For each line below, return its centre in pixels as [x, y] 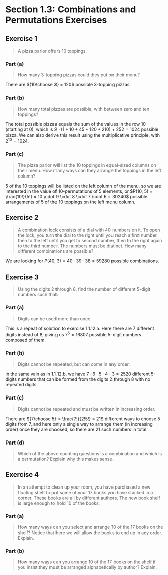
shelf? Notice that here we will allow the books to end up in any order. [90, 533]
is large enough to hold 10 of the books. [59, 503]
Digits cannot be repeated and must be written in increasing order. [87, 409]
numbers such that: [38, 295]
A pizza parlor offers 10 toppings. [52, 51]
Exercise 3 [22, 277]
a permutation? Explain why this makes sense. [66, 459]
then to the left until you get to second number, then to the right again [90, 241]
